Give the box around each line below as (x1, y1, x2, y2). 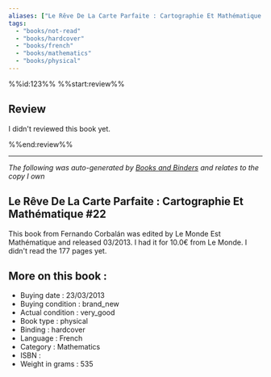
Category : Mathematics (19, 342, 101, 352)
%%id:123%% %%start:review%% (8, 78, 125, 89)
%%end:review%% (8, 139, 73, 149)
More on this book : (8, 269, 107, 283)
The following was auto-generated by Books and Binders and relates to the (8, 162, 260, 172)
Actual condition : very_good (19, 308, 115, 317)
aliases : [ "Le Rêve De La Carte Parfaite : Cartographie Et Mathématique (8, 11, 262, 20)
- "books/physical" (15, 57, 81, 65)
